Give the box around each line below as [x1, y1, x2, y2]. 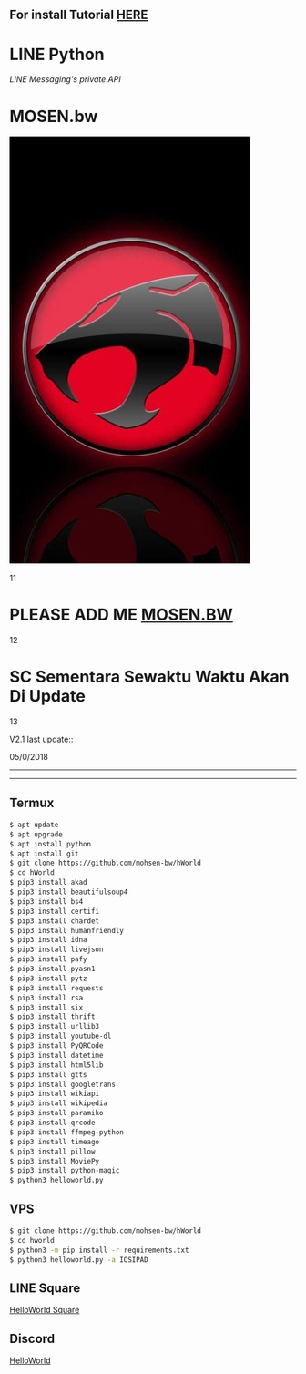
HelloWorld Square [9, 1305, 80, 1316]
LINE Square [9, 1280, 81, 1296]
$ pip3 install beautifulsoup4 [9, 887, 128, 897]
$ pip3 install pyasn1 [9, 965, 96, 974]
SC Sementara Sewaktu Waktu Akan [9, 667, 290, 687]
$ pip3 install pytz [9, 974, 88, 983]
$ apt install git [9, 849, 79, 858]
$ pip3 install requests [9, 983, 104, 992]
